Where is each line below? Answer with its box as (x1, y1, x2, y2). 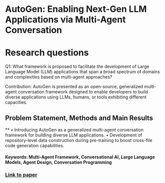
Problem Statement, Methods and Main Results (5, 114, 153, 122)
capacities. (5, 99, 28, 105)
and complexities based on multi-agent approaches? (5, 74, 113, 80)
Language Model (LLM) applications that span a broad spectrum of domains (5, 69, 160, 75)
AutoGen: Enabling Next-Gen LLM (5, 3, 147, 15)
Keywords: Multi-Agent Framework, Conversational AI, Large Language (5, 154, 155, 160)
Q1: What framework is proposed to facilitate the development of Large (5, 63, 150, 70)
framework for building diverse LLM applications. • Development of (5, 132, 142, 138)
